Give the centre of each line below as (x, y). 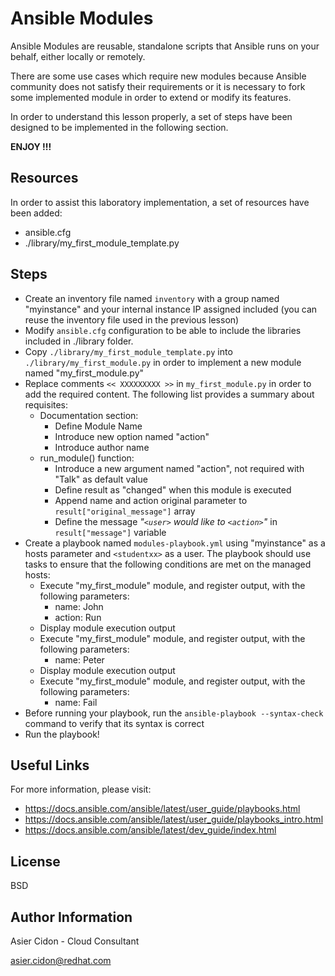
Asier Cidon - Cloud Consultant (75, 941)
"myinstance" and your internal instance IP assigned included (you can (171, 309)
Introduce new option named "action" (132, 436)
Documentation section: (89, 415)
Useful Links (50, 765)
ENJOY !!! (31, 146)
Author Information (71, 917)
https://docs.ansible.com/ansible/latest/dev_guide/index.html (150, 830)
